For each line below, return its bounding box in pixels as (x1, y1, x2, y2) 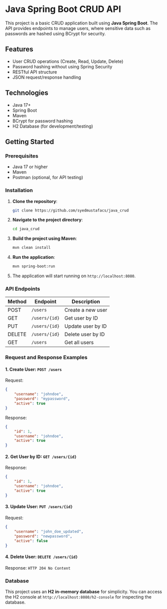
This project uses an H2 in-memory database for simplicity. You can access (5, 589, 162, 595)
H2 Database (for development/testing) (12, 123, 93, 129)
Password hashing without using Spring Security (12, 63, 113, 69)
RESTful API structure (12, 69, 57, 75)
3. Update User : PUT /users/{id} (5, 504, 73, 510)
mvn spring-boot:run (12, 264, 55, 269)
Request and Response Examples (5, 354, 88, 361)
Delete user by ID (64, 331, 105, 338)
